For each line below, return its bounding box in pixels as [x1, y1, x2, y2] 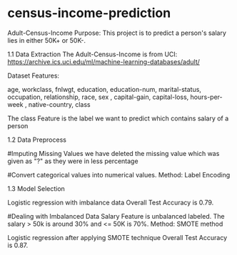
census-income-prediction [7, 5, 171, 21]
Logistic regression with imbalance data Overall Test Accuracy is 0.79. [7, 198, 214, 207]
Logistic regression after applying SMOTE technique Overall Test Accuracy [7, 233, 228, 241]
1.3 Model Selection [7, 184, 66, 193]
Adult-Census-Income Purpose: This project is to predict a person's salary [7, 28, 227, 37]
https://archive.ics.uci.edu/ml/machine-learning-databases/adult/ [7, 57, 200, 66]
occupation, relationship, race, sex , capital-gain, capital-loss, [7, 93, 189, 101]
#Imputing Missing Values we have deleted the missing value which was [7, 149, 220, 157]
